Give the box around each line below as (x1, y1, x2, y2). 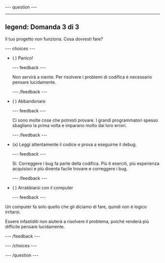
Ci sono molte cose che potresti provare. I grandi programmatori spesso (12, 117, 158, 123)
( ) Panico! (12, 55, 33, 61)
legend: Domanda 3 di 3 (5, 23, 80, 31)
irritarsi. (5, 209, 21, 215)
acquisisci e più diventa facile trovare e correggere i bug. (12, 165, 128, 171)
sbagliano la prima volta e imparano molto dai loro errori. (12, 122, 127, 128)
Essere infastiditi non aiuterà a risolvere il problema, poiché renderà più (5, 218, 149, 224)
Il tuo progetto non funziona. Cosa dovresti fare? (5, 36, 103, 42)
